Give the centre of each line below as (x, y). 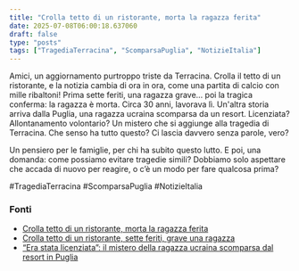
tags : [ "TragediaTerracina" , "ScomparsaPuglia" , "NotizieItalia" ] (135, 51)
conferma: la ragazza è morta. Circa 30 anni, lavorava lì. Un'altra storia (139, 104)
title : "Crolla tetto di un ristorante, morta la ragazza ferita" (135, 17)
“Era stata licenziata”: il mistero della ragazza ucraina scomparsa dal (148, 248)
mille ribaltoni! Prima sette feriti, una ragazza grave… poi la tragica (131, 95)
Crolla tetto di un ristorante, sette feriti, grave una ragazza (129, 238)
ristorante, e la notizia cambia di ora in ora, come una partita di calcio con (144, 86)
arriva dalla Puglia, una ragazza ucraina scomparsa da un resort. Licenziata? (149, 114)
